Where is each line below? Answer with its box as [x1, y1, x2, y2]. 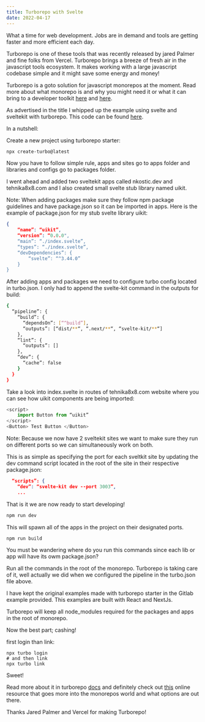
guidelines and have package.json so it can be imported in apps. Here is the [6, 203, 198, 210]
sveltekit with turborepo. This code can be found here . [6, 113, 144, 120]
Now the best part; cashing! [6, 626, 76, 634]
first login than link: [6, 639, 55, 646]
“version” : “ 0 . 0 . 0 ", [17, 232, 70, 239]
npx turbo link [6, 661, 45, 667]
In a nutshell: [6, 125, 39, 132]
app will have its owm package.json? [6, 553, 99, 560]
